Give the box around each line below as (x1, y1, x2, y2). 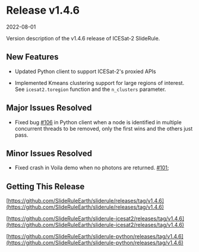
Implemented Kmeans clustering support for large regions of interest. (14, 79, 185, 86)
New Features (6, 52, 59, 62)
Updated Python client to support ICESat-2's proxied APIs (14, 68, 156, 75)
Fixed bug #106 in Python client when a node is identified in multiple (14, 118, 182, 125)
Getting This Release (6, 181, 85, 191)
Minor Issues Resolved (6, 148, 93, 158)
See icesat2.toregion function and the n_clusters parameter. (14, 86, 166, 93)
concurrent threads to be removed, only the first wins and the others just (14, 125, 193, 132)
